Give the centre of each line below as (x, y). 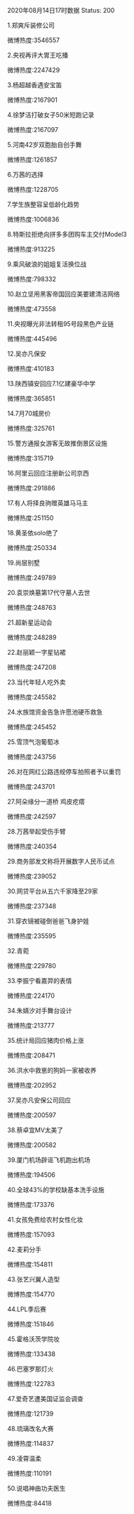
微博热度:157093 (31, 1234)
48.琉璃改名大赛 (31, 1429)
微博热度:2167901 (32, 100)
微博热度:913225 (31, 249)
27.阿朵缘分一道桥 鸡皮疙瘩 (46, 802)
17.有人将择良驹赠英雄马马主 (48, 503)
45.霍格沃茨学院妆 (34, 1339)
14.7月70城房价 (29, 413)
